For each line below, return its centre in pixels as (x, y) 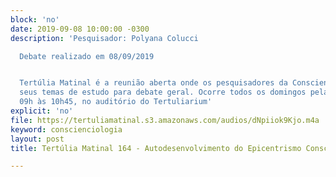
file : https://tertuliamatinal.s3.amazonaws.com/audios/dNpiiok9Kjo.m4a (165, 120)
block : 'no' (35, 19)
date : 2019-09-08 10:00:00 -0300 (80, 29)
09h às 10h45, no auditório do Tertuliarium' (116, 102)
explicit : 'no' (42, 111)
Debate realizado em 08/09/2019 (87, 56)
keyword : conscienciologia (66, 129)
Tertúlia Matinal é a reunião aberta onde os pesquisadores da (153, 83)
